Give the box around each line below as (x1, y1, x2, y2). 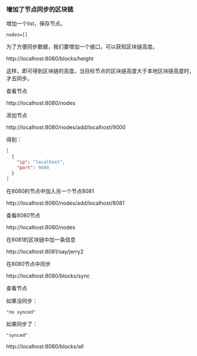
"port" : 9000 (17, 164, 50, 171)
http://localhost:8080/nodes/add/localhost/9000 (6, 124, 126, 131)
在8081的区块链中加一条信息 (6, 236, 76, 243)
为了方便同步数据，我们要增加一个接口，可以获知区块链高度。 (6, 43, 158, 50)
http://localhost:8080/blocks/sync (6, 272, 91, 279)
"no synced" (6, 309, 36, 315)
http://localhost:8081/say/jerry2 (6, 248, 84, 255)
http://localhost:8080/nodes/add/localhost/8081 (6, 199, 125, 207)
